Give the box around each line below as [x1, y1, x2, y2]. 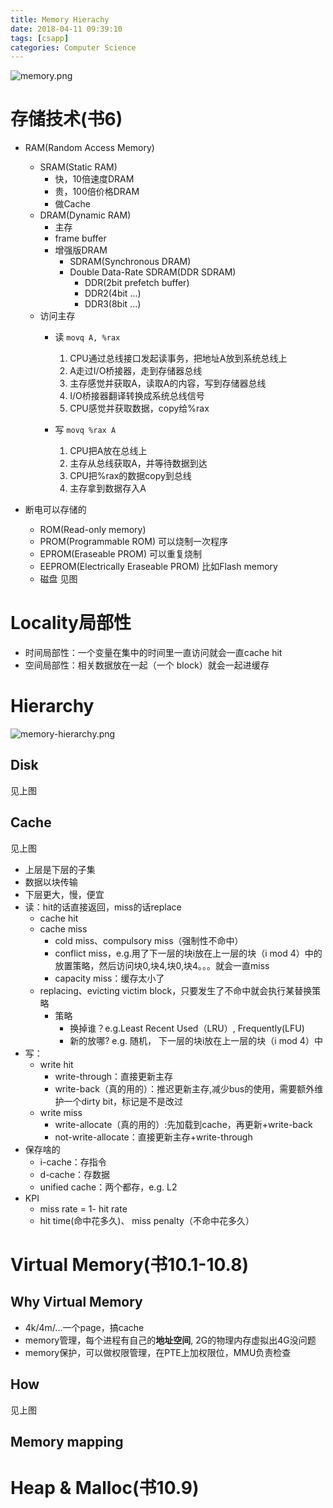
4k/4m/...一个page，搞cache [24, 1321, 145, 1333]
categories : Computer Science [10, 42, 137, 53]
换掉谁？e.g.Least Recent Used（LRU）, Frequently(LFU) [69, 1022, 305, 1034]
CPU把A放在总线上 [69, 445, 148, 457]
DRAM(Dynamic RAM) [39, 209, 132, 221]
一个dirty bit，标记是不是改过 [63, 1095, 184, 1107]
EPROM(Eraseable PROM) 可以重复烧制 [39, 548, 202, 560]
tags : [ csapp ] [10, 33, 70, 43]
